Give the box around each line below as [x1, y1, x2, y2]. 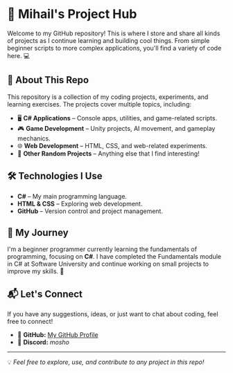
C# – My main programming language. [17, 192, 127, 200]
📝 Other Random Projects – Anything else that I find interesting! [17, 149, 200, 158]
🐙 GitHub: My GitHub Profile [17, 331, 98, 339]
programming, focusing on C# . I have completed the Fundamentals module [7, 253, 222, 261]
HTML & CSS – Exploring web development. [17, 199, 143, 208]
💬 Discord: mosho [17, 338, 70, 347]
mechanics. [17, 134, 51, 143]
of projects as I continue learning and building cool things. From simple [7, 36, 210, 44]
